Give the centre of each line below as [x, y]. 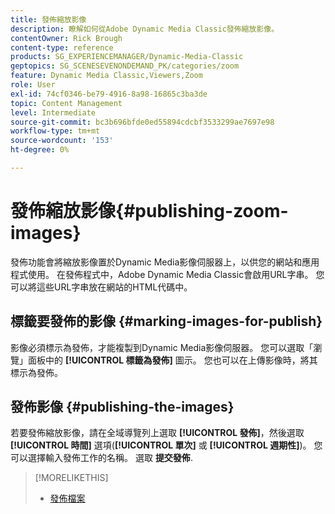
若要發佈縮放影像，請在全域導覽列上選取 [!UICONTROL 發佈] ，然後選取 [157, 433]
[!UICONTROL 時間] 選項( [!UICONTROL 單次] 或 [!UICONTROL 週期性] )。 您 [166, 445]
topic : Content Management [66, 103]
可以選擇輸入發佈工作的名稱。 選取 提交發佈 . [101, 458]
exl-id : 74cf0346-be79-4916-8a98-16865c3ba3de [109, 94]
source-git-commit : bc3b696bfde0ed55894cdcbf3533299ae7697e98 [142, 122]
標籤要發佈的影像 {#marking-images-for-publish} [166, 321]
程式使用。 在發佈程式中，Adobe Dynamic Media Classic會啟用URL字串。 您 [167, 274]
